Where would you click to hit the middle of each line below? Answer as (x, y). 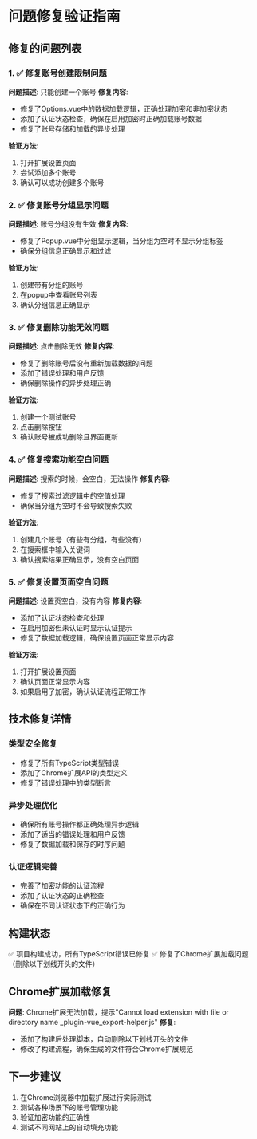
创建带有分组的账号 (51, 285)
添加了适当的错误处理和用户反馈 (72, 834)
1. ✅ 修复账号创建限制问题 (58, 73)
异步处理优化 (33, 805)
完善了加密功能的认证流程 (62, 885)
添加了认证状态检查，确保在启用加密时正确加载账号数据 (111, 118)
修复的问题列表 (45, 48)
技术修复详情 (40, 719)
